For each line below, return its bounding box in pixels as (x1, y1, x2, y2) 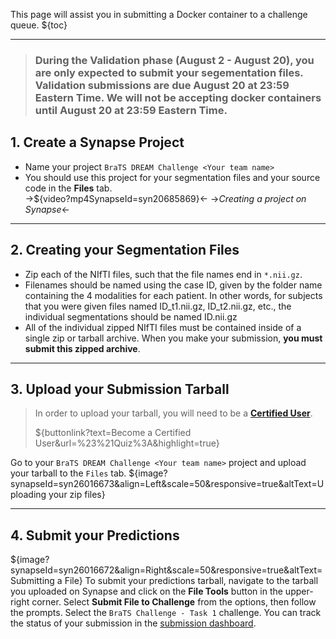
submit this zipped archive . (24, 342, 141, 354)
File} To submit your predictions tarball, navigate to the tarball (64, 575, 319, 587)
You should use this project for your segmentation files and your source (24, 171, 321, 183)
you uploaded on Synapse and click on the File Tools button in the (10, 585, 283, 598)
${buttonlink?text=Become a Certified (34, 427, 192, 439)
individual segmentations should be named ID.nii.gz (24, 310, 238, 323)
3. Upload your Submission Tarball (10, 380, 230, 398)
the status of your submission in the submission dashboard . (10, 617, 257, 629)
